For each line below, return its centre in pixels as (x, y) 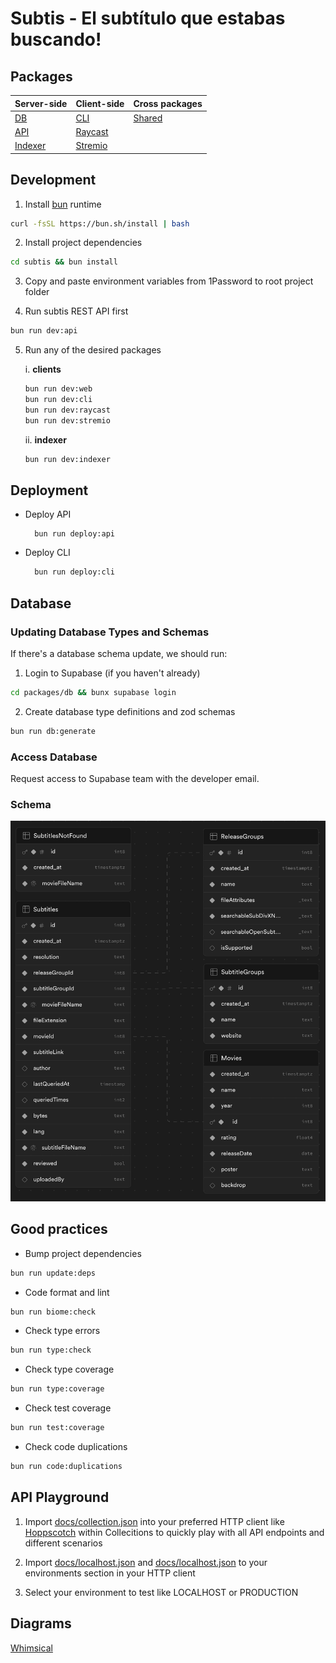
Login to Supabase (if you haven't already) (112, 673)
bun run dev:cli (58, 400)
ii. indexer (45, 439)
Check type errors (62, 1331)
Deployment (49, 490)
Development (53, 180)
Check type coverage (69, 1369)
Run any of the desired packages (93, 350)
